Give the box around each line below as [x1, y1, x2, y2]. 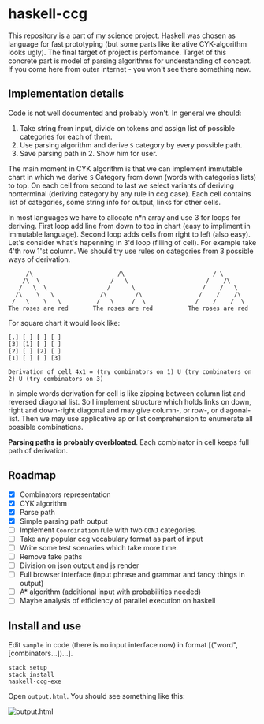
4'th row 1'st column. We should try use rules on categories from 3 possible [8, 246, 254, 256]
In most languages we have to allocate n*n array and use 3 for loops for [8, 212, 241, 222]
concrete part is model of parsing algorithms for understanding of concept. [8, 56, 252, 65]
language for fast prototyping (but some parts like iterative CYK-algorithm [8, 39, 247, 48]
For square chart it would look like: [8, 318, 121, 327]
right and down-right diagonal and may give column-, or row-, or [8, 405, 218, 415]
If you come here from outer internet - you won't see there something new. [8, 64, 251, 73]
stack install [8, 671, 55, 679]
